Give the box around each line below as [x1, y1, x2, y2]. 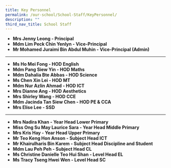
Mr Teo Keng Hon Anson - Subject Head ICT [12, 135, 108, 142]
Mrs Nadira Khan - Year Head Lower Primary [12, 119, 108, 125]
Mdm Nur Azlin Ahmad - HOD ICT [12, 82, 85, 89]
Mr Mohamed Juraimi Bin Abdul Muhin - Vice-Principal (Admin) [12, 46, 150, 52]
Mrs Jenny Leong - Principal [12, 36, 74, 42]
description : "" [5, 17, 40, 22]
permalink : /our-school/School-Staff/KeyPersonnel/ [5, 12, 117, 17]
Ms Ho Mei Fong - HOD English [12, 61, 79, 67]
